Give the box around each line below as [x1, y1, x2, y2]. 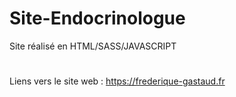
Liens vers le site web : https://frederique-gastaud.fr [9, 75, 226, 87]
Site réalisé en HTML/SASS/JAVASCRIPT [9, 40, 177, 52]
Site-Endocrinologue [9, 7, 186, 30]
